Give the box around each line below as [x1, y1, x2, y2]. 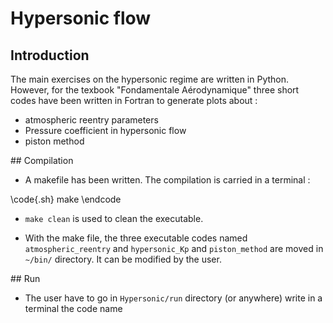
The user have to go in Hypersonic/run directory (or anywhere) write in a [24, 292, 323, 304]
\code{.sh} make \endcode [10, 193, 122, 205]
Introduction [10, 47, 90, 64]
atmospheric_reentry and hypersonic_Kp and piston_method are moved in [24, 243, 324, 254]
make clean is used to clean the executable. [24, 213, 204, 224]
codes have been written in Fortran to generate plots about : [10, 95, 258, 106]
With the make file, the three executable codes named [24, 232, 248, 244]
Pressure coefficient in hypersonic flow [24, 125, 187, 136]
